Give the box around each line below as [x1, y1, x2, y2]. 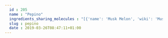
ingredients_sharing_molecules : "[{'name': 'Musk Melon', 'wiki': [9, 16, 153, 21]
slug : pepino [9, 21, 39, 26]
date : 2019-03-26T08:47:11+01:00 [9, 26, 81, 31]
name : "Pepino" [9, 12, 43, 17]
